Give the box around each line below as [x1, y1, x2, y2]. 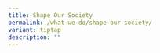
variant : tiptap [8, 26, 61, 34]
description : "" [8, 33, 61, 41]
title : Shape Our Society [8, 11, 93, 19]
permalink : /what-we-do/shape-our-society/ [8, 19, 153, 26]
